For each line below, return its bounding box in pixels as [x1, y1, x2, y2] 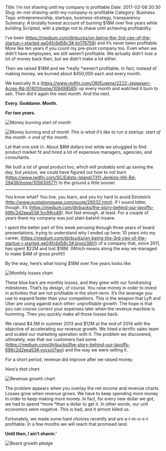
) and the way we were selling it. [62, 347, 128, 353]
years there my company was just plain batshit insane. [5, 215, 116, 221]
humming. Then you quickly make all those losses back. [5, 311, 119, 317]
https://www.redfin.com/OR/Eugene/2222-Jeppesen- [41, 80, 151, 86]
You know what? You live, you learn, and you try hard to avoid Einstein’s [5, 194, 151, 200]
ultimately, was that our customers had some [5, 336, 97, 342]
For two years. [5, 110, 36, 116]
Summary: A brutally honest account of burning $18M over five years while [5, 20, 158, 26]
